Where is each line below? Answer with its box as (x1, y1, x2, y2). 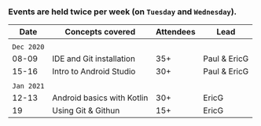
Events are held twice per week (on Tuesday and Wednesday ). (8, 6, 237, 17)
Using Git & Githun (52, 105, 120, 116)
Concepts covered (64, 27, 136, 38)
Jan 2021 (12, 81, 45, 91)
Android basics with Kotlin (52, 92, 149, 103)
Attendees (156, 27, 196, 38)
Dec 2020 (12, 42, 45, 52)
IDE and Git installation (52, 53, 136, 64)
